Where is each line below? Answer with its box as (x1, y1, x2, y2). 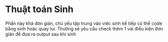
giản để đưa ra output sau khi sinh (5, 31, 76, 37)
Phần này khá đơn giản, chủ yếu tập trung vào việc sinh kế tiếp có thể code (5, 20, 162, 26)
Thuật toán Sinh (5, 4, 74, 15)
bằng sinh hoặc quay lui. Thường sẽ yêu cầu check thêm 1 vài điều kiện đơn (5, 25, 163, 31)
